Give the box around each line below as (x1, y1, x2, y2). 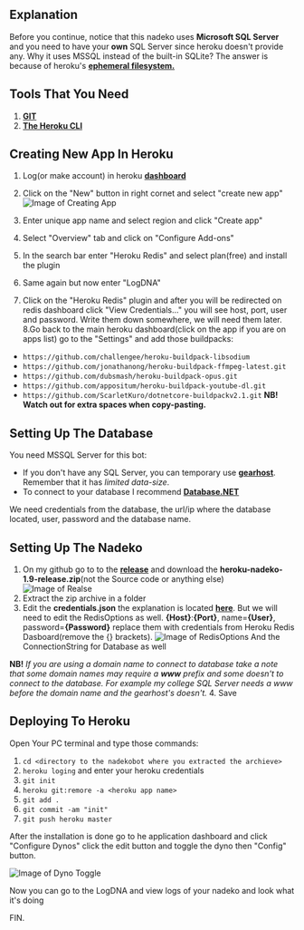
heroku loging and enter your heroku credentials (22, 765, 204, 776)
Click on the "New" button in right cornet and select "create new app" (22, 188, 283, 199)
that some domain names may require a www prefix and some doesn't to (9, 668, 284, 679)
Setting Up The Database (9, 425, 154, 441)
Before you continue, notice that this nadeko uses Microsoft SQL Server (9, 31, 280, 42)
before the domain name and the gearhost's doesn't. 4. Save (9, 688, 237, 699)
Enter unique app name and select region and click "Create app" (22, 215, 263, 226)
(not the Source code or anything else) (80, 574, 224, 585)
